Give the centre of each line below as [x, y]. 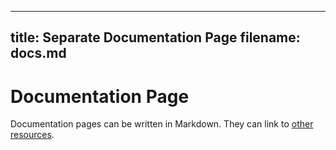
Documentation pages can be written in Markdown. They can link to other [162, 124]
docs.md [38, 53]
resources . [32, 135]
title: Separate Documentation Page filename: [155, 37]
